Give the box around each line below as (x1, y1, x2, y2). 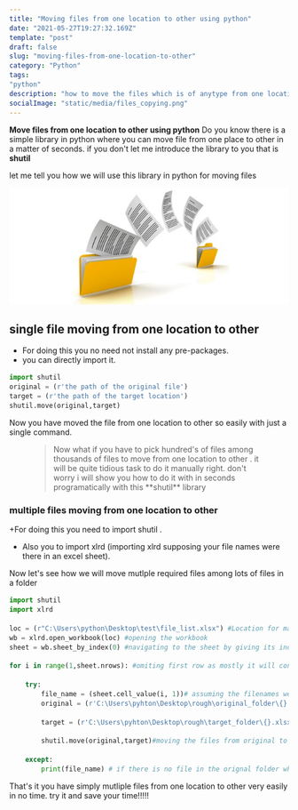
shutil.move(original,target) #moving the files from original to (41, 736, 288, 746)
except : (25, 756, 53, 765)
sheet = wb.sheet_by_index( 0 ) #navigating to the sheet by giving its (9, 643, 276, 652)
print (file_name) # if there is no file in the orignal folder (41, 765, 279, 774)
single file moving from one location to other (9, 322, 260, 337)
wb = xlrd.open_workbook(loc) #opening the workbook (9, 633, 208, 642)
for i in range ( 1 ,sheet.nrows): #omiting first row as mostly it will (9, 662, 276, 670)
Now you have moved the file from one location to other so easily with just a (9, 417, 286, 428)
